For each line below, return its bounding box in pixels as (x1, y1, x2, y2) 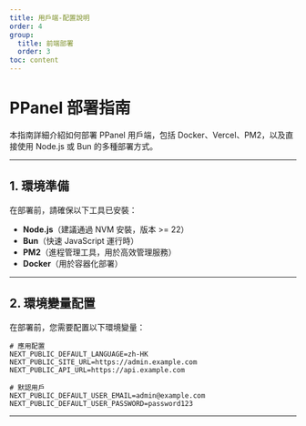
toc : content (9, 56, 59, 65)
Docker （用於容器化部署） (22, 258, 123, 269)
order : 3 (17, 47, 51, 56)
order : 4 (9, 22, 43, 31)
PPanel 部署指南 (9, 97, 131, 118)
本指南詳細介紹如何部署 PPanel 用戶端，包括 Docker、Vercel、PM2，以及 (9, 129, 286, 140)
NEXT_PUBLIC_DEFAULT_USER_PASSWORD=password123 (9, 399, 194, 408)
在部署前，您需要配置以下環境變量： (9, 321, 146, 332)
